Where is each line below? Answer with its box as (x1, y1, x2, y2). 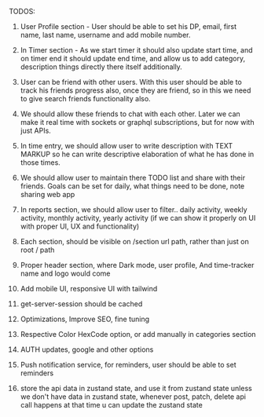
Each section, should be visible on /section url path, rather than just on (20, 237, 250, 246)
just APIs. (20, 126, 52, 135)
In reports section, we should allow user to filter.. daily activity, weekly (20, 205, 247, 214)
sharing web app (20, 190, 75, 199)
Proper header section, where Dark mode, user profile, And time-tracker (20, 261, 255, 269)
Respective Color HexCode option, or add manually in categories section (20, 330, 256, 338)
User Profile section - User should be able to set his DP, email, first (20, 22, 237, 31)
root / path (20, 245, 55, 254)
